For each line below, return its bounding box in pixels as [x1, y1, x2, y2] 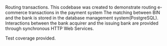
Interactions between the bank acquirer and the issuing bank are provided [5, 20, 158, 26]
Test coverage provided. [5, 35, 56, 41]
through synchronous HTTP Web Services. [5, 25, 94, 31]
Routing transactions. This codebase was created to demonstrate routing [5, 4, 157, 10]
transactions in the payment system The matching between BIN [28, 9, 160, 15]
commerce [5, 9, 28, 15]
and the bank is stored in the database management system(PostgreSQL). [5, 15, 158, 20]
